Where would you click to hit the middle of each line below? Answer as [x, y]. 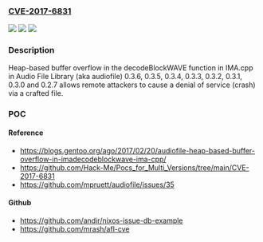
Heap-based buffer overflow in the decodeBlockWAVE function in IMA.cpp [131, 67]
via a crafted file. [36, 93]
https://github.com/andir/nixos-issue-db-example [101, 220]
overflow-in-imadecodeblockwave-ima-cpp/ [93, 159]
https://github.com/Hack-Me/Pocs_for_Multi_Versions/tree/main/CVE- [134, 167]
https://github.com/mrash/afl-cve [75, 228]
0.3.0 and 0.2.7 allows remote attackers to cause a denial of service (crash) [132, 85]
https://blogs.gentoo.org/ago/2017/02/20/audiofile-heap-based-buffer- [137, 150]
